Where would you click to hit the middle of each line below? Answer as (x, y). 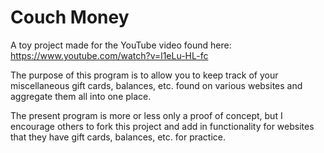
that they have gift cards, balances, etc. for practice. (118, 137)
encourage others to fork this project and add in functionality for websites (162, 126)
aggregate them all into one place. (81, 96)
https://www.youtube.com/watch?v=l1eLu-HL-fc (109, 55)
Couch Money (70, 17)
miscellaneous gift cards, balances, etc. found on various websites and (156, 85)
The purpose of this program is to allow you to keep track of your (144, 75)
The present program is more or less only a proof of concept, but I (146, 115)
